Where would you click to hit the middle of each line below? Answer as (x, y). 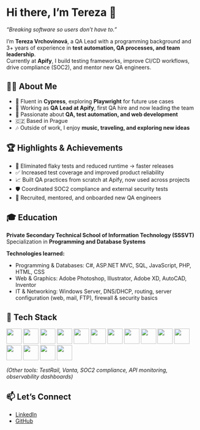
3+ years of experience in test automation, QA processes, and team (93, 48)
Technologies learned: (36, 254)
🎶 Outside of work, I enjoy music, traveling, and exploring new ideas (102, 127)
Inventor (26, 285)
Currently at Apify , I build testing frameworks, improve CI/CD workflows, (98, 61)
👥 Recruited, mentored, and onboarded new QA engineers (88, 198)
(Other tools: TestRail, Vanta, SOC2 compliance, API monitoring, (87, 370)
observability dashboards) (40, 377)
